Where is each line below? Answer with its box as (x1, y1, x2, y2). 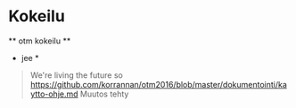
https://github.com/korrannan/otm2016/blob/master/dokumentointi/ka (29, 79, 287, 89)
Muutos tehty (79, 89, 129, 99)
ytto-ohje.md (29, 89, 78, 99)
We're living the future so (29, 69, 124, 81)
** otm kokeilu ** (8, 35, 71, 46)
